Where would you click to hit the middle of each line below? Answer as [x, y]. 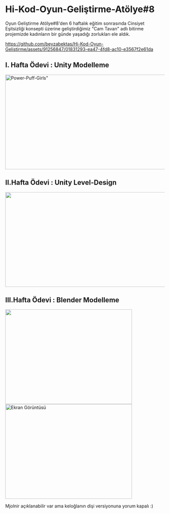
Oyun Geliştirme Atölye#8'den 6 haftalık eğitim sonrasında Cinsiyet [75, 23]
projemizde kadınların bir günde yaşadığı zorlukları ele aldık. [68, 34]
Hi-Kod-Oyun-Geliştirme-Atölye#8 [80, 9]
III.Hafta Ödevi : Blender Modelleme [62, 300]
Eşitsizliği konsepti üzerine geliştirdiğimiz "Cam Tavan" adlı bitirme [75, 28]
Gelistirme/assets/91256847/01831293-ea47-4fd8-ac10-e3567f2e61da [79, 49]
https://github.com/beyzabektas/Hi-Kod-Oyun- [54, 43]
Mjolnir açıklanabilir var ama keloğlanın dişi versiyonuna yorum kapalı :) [79, 506]
